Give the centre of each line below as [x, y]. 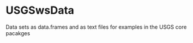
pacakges [18, 33]
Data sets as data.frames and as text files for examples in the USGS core [96, 27]
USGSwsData [40, 10]
